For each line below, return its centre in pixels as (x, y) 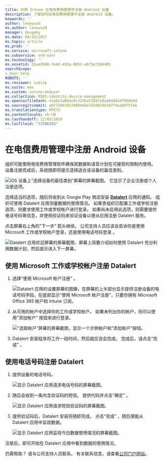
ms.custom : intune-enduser (33, 92)
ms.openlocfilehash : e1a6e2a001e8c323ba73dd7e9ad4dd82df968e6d (71, 101)
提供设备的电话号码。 (34, 375)
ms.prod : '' (17, 46)
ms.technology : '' (24, 60)
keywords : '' (18, 19)
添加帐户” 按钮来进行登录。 (46, 318)
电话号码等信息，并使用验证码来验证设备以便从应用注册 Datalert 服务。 (77, 216)
